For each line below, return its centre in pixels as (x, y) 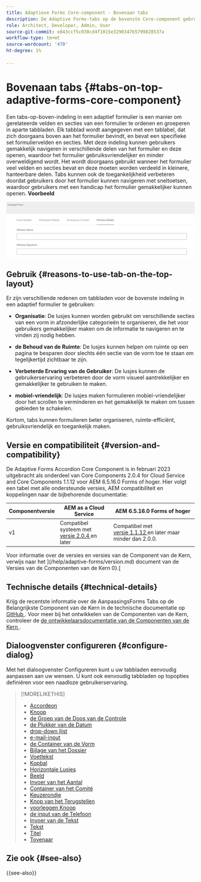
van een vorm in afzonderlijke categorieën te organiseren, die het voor (102, 322)
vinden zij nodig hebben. (45, 335)
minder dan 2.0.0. (135, 539)
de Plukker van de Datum (61, 724)
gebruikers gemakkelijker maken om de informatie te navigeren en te (99, 329)
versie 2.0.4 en (78, 535)
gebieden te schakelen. (44, 409)
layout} (20, 283)
